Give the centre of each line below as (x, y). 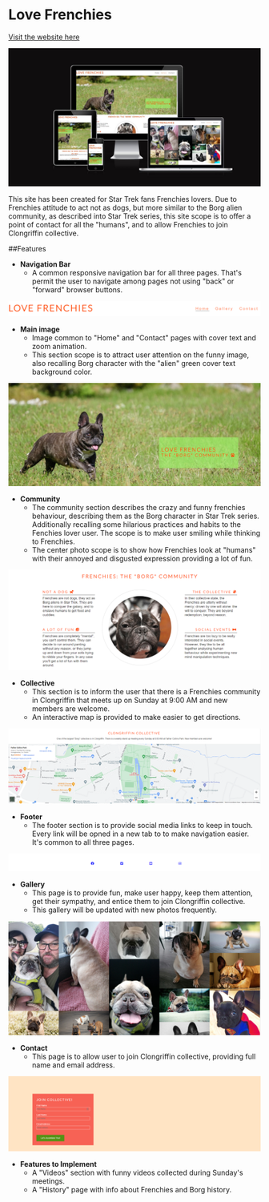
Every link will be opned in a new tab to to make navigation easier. (141, 834)
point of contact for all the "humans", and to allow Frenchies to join (118, 224)
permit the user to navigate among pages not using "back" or (133, 281)
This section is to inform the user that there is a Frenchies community (146, 692)
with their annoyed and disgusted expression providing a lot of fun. (143, 558)
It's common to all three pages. (83, 842)
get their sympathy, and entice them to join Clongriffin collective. (139, 902)
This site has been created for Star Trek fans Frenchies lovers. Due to (123, 199)
